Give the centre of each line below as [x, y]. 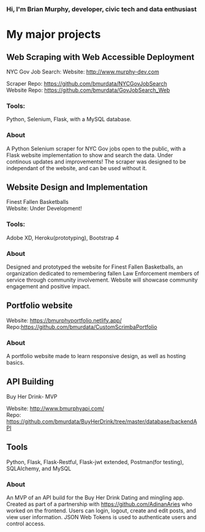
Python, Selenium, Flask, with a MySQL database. [69, 119]
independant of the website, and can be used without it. [77, 168]
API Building [30, 382]
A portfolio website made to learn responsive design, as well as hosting [96, 356]
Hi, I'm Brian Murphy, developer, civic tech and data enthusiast [102, 9]
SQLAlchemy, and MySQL [39, 468]
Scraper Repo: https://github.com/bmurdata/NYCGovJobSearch [87, 83]
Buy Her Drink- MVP [32, 396]
